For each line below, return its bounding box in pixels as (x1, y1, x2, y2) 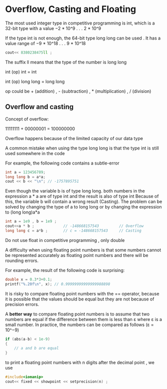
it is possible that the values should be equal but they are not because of (5, 296, 155, 302)
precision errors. (5, 301, 39, 307)
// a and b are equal (14, 346, 59, 351)
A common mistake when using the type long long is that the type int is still (5, 145, 159, 151)
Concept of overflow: (5, 116, 49, 122)
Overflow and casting (5, 102, 74, 111)
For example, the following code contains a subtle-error (5, 160, 120, 166)
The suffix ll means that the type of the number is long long (5, 59, 127, 65)
